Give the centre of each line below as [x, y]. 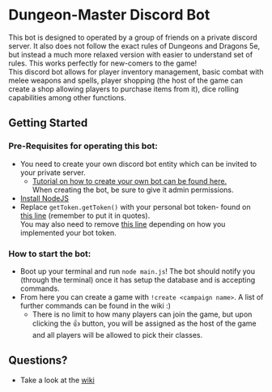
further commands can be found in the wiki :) [96, 305]
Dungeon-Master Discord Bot [109, 15]
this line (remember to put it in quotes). [85, 215]
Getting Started [48, 123]
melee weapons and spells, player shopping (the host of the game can [126, 80]
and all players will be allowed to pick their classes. [117, 334]
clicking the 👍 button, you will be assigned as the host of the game [144, 323]
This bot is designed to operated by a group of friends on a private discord [133, 37]
